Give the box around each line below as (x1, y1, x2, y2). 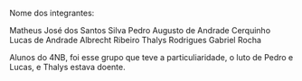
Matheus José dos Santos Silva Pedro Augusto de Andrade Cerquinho (9, 25, 271, 35)
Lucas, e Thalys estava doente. (9, 62, 126, 72)
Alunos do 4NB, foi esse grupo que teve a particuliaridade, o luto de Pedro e (9, 52, 294, 62)
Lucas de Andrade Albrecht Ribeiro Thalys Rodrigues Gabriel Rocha (9, 35, 262, 45)
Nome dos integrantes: (9, 8, 95, 18)
